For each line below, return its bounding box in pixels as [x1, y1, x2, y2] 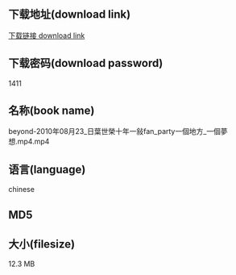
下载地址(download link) [8, 7, 131, 22]
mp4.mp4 [17, 136, 50, 147]
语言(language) [8, 162, 86, 176]
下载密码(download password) [8, 56, 164, 70]
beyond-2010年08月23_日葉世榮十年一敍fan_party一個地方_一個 [8, 127, 222, 136]
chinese [8, 185, 35, 194]
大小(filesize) [8, 237, 75, 252]
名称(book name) [8, 104, 95, 118]
